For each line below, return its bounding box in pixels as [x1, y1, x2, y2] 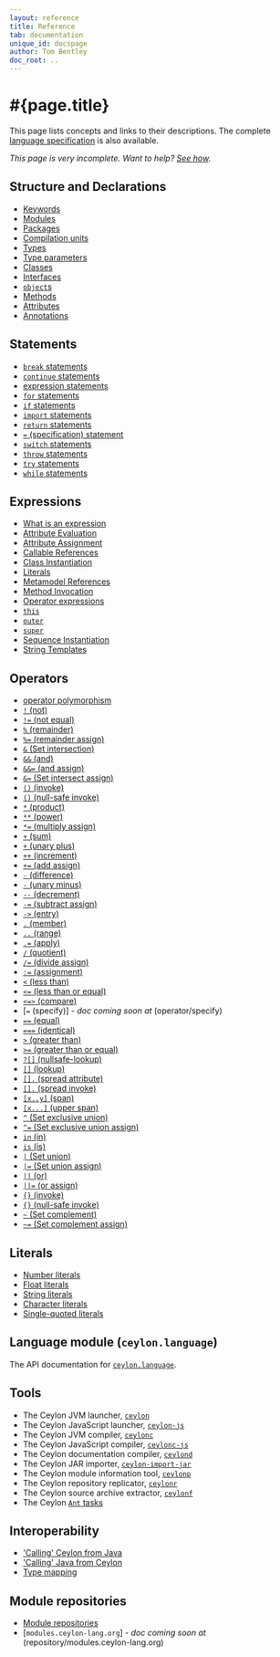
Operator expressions [22, 595, 105, 607]
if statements [22, 399, 76, 411]
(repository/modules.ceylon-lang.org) [22, 1637, 164, 1648]
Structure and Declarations [9, 179, 167, 194]
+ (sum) [22, 831, 52, 842]
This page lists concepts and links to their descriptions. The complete [9, 125, 271, 136]
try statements [22, 457, 80, 468]
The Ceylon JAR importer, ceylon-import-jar [22, 1458, 192, 1469]
